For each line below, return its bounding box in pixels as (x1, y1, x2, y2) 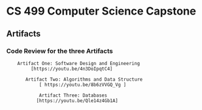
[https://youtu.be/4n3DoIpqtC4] (30, 66, 113, 72)
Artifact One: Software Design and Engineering (17, 60, 140, 66)
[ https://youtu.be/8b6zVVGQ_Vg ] (38, 81, 127, 88)
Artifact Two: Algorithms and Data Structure (25, 76, 143, 83)
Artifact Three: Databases (38, 92, 108, 98)
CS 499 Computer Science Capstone (6, 4, 197, 18)
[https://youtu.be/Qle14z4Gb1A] (36, 97, 119, 104)
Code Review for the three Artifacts (6, 47, 113, 55)
